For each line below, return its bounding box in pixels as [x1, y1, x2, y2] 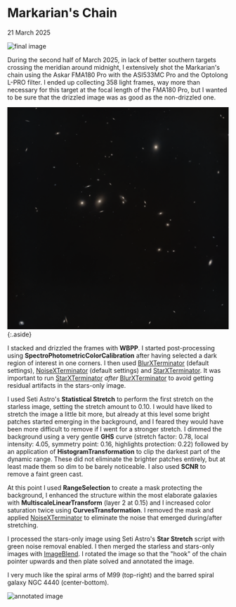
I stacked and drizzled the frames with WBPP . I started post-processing [7, 343, 216, 352]
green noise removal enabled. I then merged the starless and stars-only [7, 541, 215, 551]
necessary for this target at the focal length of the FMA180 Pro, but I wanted [7, 85, 228, 94]
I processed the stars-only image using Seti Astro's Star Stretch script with [7, 534, 225, 543]
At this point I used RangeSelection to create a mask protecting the [7, 483, 202, 491]
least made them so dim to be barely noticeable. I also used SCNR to [7, 462, 206, 470]
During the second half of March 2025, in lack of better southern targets [7, 55, 216, 64]
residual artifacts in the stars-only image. [7, 381, 126, 389]
